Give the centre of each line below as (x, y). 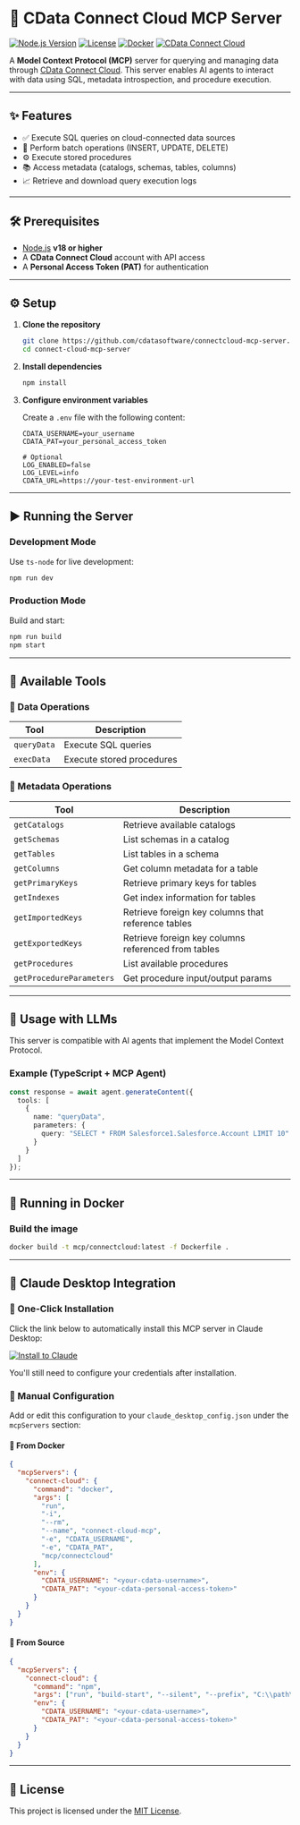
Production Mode (48, 601)
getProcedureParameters (64, 978)
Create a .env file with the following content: (104, 417)
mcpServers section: (45, 1425)
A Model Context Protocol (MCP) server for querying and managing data (144, 60)
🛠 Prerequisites (54, 222)
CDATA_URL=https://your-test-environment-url (108, 481)
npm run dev (31, 578)
